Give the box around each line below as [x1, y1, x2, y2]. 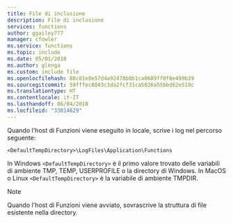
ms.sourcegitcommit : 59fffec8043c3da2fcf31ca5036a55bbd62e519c [7, 81, 195, 88]
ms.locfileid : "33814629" [7, 107, 82, 114]
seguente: [7, 133, 36, 142]
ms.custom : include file [7, 68, 79, 75]
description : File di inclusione [7, 17, 104, 24]
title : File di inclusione [7, 10, 86, 17]
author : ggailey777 [7, 29, 64, 37]
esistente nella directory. [7, 208, 78, 216]
